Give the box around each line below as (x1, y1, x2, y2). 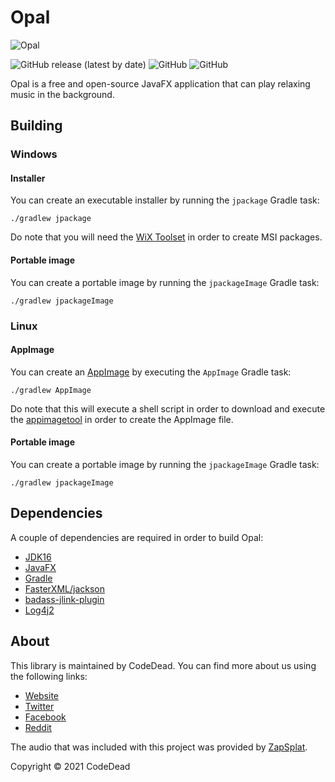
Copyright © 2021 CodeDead (10, 760, 131, 772)
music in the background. (10, 88, 115, 100)
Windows (10, 147, 58, 161)
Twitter (24, 700, 55, 712)
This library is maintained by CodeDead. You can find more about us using (10, 659, 317, 671)
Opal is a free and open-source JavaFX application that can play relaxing (10, 77, 311, 90)
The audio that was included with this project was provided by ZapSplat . (10, 741, 308, 753)
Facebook (24, 711, 67, 723)
